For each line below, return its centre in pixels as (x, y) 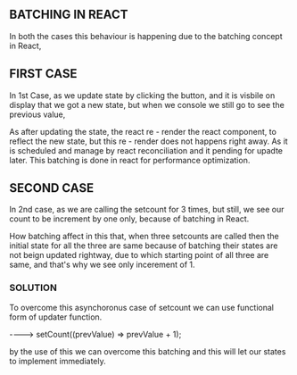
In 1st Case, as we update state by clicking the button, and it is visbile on (142, 95)
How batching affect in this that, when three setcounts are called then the (144, 237)
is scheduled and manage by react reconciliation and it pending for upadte (146, 150)
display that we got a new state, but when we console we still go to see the (147, 104)
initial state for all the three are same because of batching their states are (144, 246)
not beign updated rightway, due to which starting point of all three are (139, 255)
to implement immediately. (58, 361)
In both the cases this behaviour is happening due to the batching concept (146, 36)
